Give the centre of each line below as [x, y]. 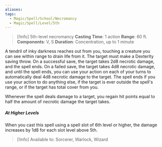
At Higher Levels [22, 113]
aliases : [14, 9]
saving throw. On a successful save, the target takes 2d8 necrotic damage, [80, 61]
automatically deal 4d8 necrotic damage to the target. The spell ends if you [80, 77]
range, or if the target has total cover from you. [52, 87]
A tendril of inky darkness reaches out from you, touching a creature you [78, 51]
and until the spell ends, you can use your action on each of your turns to [78, 72]
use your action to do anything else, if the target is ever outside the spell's [79, 82]
